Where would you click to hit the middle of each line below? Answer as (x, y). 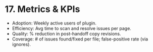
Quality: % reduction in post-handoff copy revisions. (66, 33)
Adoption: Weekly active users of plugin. (54, 23)
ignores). (21, 44)
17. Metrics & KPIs (42, 9)
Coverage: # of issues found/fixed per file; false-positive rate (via (80, 39)
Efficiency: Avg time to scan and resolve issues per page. (72, 28)
